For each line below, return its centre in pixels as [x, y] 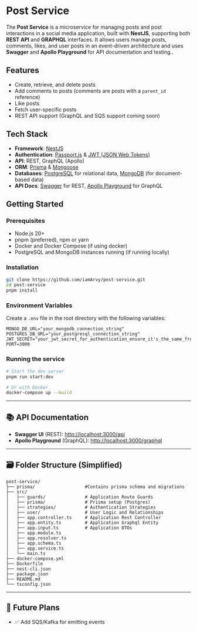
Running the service [35, 359]
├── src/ [17, 492]
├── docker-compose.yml [35, 558]
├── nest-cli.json [28, 569]
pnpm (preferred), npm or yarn [52, 240]
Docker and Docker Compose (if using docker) [71, 246]
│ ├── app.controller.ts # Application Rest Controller [84, 517]
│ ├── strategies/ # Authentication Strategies [81, 507]
